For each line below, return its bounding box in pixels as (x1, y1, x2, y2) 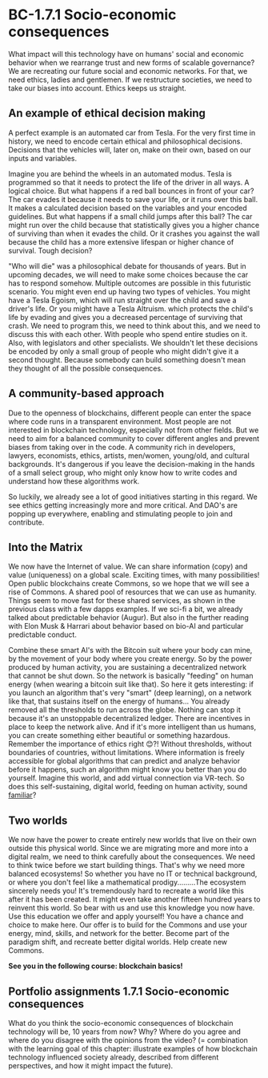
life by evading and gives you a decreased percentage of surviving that (8, 312, 243, 322)
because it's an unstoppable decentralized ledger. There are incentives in (8, 714, 250, 723)
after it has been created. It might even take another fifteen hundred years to (8, 894, 261, 904)
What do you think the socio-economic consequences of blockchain (8, 1019, 234, 1027)
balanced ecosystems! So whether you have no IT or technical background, (8, 869, 258, 879)
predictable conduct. (8, 630, 78, 639)
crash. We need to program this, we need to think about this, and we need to (8, 321, 261, 330)
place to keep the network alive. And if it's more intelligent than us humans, (8, 722, 257, 731)
